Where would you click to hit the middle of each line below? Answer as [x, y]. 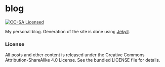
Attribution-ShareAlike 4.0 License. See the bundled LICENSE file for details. [83, 60]
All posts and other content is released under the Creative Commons [75, 55]
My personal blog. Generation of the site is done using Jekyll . [67, 31]
